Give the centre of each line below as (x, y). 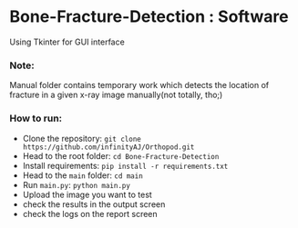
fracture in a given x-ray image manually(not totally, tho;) (116, 95)
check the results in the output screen (94, 204)
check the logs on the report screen (90, 213)
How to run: (36, 118)
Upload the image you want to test (87, 194)
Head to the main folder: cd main (82, 175)
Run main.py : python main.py (76, 184)
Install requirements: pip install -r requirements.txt (125, 165)
